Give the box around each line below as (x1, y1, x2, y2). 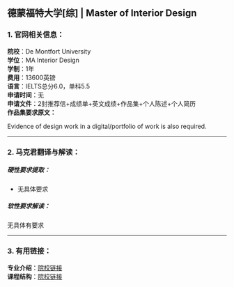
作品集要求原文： (7, 108, 56, 116)
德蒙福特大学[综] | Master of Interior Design (7, 7, 197, 20)
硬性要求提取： (7, 166, 50, 174)
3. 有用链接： (7, 247, 52, 256)
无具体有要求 (7, 221, 44, 229)
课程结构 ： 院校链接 (7, 272, 63, 281)
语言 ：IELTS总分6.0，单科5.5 (7, 82, 91, 90)
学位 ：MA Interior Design (7, 56, 80, 64)
